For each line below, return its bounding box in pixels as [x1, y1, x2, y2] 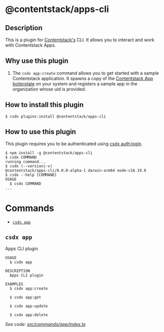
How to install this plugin [5, 100, 84, 109]
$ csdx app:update [9, 304, 48, 309]
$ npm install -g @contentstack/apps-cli [5, 151, 93, 156]
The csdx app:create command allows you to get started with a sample [12, 70, 159, 76]
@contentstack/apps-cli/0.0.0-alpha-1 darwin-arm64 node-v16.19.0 [5, 168, 146, 173]
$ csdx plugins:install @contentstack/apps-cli [5, 114, 106, 119]
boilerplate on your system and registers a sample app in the [12, 80, 137, 86]
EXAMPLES [5, 282, 23, 287]
